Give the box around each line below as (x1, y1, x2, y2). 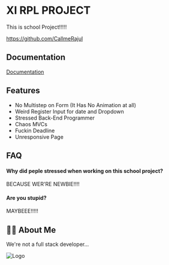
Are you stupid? (6, 194, 47, 201)
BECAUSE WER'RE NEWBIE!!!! (6, 181, 80, 188)
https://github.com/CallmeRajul (6, 35, 83, 42)
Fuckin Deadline (14, 127, 55, 134)
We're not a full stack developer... (6, 240, 89, 248)
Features (6, 86, 40, 96)
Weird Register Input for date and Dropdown (14, 108, 125, 115)
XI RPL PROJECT (6, 4, 91, 17)
